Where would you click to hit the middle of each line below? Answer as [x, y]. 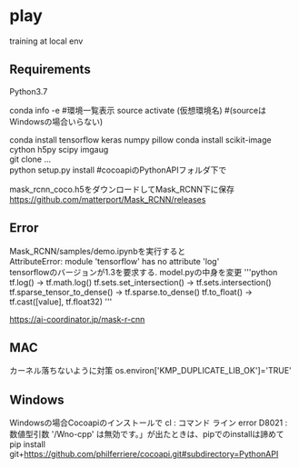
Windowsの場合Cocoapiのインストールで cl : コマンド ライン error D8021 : [149, 423]
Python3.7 [29, 91]
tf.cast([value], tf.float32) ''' [61, 302]
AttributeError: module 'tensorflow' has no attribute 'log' [115, 261]
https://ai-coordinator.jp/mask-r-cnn [77, 319]
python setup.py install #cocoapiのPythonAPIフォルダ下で [118, 170]
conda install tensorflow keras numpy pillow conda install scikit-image [140, 139]
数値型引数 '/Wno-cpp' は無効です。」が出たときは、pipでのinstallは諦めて [147, 434]
